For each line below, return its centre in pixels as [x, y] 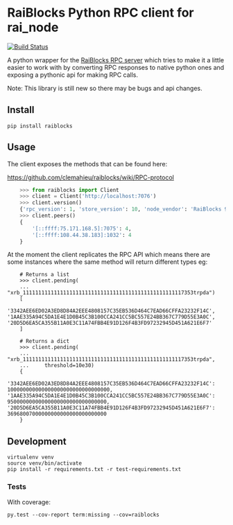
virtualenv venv [31, 457]
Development [37, 441]
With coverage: [29, 502]
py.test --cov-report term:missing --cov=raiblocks [83, 515]
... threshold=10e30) [57, 366]
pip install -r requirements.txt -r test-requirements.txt [94, 470]
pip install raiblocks [40, 126]
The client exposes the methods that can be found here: [87, 163]
